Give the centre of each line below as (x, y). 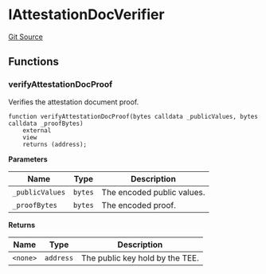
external (37, 130)
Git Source (26, 37)
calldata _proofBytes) (46, 123)
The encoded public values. (153, 192)
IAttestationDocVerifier (86, 15)
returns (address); (55, 144)
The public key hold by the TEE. (140, 258)
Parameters (28, 159)
